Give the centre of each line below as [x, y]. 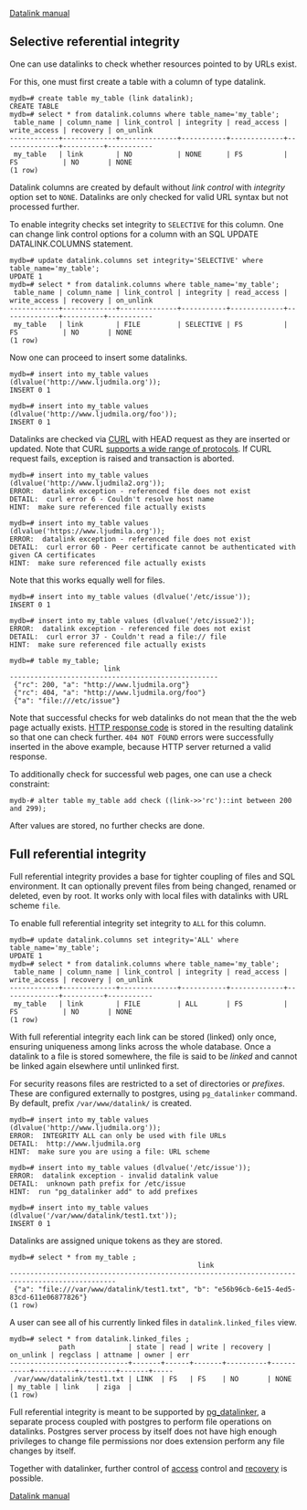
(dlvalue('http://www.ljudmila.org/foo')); [94, 414]
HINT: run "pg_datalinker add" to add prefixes [104, 1191]
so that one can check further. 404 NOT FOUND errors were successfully [142, 737]
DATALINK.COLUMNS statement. [71, 243]
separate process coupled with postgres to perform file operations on [141, 1421]
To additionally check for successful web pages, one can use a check [141, 774]
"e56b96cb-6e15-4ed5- [255, 1289]
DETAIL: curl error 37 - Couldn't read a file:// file [118, 637]
